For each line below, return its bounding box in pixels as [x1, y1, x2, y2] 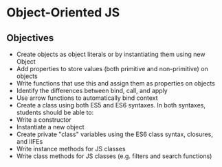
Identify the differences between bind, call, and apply [16, 87, 168, 94]
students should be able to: [16, 108, 94, 116]
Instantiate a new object [16, 123, 85, 131]
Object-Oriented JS [6, 5, 120, 21]
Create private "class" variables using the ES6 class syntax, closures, [16, 130, 214, 138]
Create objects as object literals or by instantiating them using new [16, 50, 206, 58]
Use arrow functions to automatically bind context [16, 94, 159, 102]
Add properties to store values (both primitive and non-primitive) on [16, 65, 209, 73]
